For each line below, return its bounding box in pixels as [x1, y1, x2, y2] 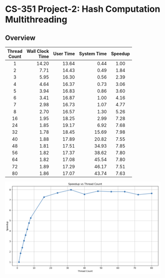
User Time [53, 51, 75, 56]
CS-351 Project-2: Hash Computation [5, 3, 161, 15]
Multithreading [5, 14, 67, 25]
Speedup [110, 51, 130, 56]
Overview [5, 34, 36, 42]
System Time [79, 51, 107, 56]
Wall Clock [26, 48, 49, 54]
